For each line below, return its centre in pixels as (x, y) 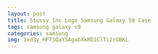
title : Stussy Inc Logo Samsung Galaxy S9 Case (79, 20)
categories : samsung (38, 33)
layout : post (27, 14)
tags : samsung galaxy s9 (44, 27)
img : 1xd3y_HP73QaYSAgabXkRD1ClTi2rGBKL (68, 40)
